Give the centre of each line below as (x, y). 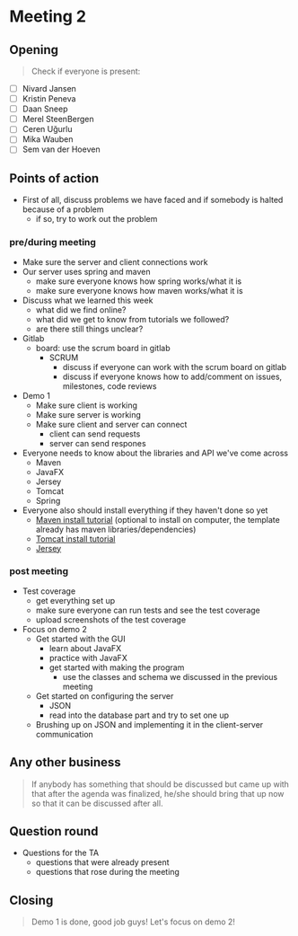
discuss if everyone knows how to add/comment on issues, (172, 376)
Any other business (65, 762)
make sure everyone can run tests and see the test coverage (148, 610)
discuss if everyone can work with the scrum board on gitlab (175, 366)
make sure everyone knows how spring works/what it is (139, 281)
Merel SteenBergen (58, 119)
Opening (34, 50)
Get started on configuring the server (105, 696)
